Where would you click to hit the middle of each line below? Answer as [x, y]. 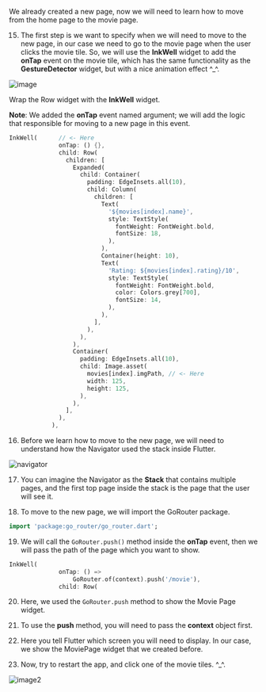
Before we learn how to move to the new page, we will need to [122, 440]
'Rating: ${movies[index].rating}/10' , [174, 270]
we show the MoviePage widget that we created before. [112, 649]
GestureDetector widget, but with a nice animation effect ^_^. [120, 69]
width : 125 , [106, 381]
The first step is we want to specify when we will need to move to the [133, 35]
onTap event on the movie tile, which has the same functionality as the [135, 60]
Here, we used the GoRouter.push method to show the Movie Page [128, 602]
